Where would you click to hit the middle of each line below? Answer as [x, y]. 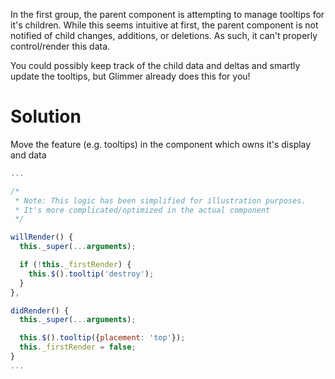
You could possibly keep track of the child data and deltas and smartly [155, 65]
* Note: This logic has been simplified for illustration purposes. [160, 200]
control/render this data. [60, 46]
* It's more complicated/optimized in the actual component [142, 210]
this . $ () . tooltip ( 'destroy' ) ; [91, 274]
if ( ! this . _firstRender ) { [75, 265]
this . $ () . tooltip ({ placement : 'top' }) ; [102, 338]
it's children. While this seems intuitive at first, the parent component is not [164, 25]
